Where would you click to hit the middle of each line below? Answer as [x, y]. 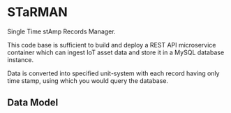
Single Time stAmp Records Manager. [62, 31]
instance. [21, 59]
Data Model [33, 103]
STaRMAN [37, 12]
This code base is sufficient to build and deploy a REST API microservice [112, 45]
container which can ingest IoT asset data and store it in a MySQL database [116, 52]
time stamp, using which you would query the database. [88, 80]
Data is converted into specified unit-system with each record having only [113, 73]
